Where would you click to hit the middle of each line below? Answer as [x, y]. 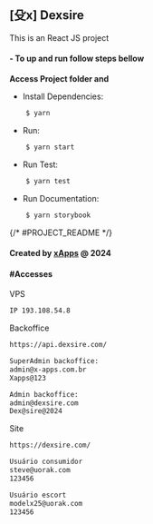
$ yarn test [48, 181]
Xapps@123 [28, 378]
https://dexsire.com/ [50, 445]
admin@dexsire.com [44, 403]
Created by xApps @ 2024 [60, 253]
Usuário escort [38, 495]
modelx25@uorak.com [46, 503]
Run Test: [40, 164]
